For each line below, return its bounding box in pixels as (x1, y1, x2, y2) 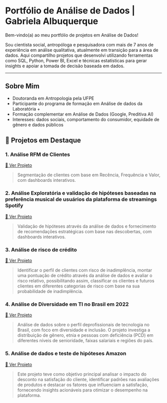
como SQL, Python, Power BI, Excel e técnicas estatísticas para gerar (5, 57, 147, 63)
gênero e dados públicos (12, 122, 64, 128)
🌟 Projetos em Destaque (5, 136, 81, 144)
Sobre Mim (5, 82, 40, 91)
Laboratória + (12, 106, 41, 112)
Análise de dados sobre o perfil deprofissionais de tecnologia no (17, 322, 150, 328)
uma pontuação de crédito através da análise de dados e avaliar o (17, 272, 153, 278)
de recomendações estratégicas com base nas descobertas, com (17, 228, 152, 234)
